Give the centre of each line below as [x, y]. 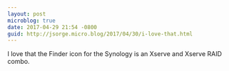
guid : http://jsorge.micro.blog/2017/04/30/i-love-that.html [100, 34]
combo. [19, 62]
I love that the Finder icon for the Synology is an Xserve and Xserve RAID [115, 54]
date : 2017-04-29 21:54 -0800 [52, 27]
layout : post [27, 14]
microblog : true [31, 21]
